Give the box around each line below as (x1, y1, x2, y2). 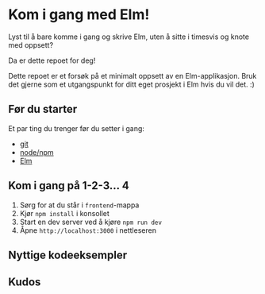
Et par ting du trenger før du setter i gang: (8, 123, 145, 133)
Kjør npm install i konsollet (19, 208, 109, 218)
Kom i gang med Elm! (8, 6, 150, 24)
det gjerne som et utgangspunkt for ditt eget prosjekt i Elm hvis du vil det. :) (8, 79, 255, 89)
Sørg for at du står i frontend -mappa (19, 200, 140, 210)
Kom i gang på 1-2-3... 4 (8, 179, 129, 192)
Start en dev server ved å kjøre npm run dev (19, 217, 163, 226)
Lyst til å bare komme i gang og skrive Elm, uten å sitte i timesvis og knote (8, 32, 250, 41)
